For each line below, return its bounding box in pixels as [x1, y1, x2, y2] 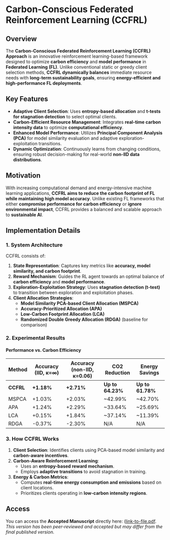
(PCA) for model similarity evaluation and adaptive [13, 135, 118, 141]
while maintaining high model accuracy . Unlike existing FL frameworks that [6, 195, 164, 201]
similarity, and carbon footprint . [13, 268, 82, 274]
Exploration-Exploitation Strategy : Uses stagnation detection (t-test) [13, 284, 160, 290]
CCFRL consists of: [6, 253, 46, 259]
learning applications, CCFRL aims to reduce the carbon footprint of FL [6, 190, 155, 196]
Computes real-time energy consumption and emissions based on [20, 479, 162, 485]
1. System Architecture [6, 241, 63, 248]
